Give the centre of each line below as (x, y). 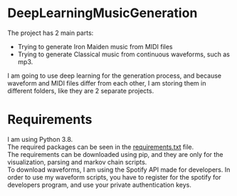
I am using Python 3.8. (40, 139)
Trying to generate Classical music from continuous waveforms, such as (123, 54)
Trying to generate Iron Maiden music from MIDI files (95, 46)
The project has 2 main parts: (51, 33)
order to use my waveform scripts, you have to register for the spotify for (115, 177)
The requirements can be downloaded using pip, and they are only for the (115, 154)
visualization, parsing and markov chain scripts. (77, 162)
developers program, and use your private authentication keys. (100, 185)
